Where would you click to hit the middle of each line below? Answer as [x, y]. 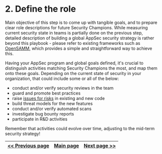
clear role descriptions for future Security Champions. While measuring [77, 27]
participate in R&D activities [40, 119]
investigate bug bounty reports [43, 114]
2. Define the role [41, 9]
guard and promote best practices [46, 93]
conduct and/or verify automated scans [52, 109]
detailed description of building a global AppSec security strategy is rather [80, 38]
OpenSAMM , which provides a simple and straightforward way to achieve [79, 48]
